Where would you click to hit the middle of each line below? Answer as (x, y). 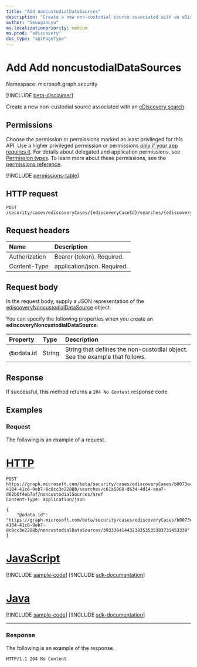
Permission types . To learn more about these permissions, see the (86, 158)
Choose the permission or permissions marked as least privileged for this (94, 139)
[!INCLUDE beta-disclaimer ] (40, 95)
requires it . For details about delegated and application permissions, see (93, 152)
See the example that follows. (106, 357)
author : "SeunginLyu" (33, 22)
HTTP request (32, 194)
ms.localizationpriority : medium (47, 28)
